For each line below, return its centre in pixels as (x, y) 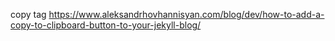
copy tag (28, 14)
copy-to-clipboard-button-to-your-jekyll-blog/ (106, 25)
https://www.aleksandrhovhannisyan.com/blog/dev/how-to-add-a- (186, 14)
